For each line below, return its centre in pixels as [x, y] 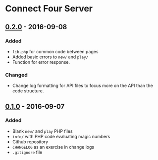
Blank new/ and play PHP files [42, 131]
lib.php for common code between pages [55, 51]
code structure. [28, 91]
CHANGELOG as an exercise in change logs [53, 147]
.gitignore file [27, 152]
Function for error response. [41, 62]
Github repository [30, 142]
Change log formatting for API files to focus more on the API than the [82, 86]
